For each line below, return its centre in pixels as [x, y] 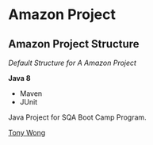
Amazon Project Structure [74, 44]
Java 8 [19, 78]
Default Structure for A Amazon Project [73, 63]
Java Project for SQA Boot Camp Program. [77, 117]
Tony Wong [27, 133]
